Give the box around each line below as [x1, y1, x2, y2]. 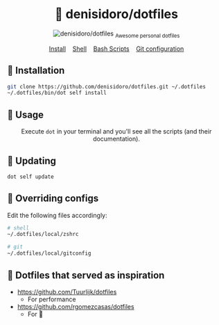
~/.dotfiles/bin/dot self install [7, 90, 107, 97]
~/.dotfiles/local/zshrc [7, 231, 79, 238]
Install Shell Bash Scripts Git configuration [49, 45, 184, 53]
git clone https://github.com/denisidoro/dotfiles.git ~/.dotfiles [7, 83, 207, 90]
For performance [27, 295, 76, 303]
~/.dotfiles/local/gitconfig [7, 250, 91, 257]
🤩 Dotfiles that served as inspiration [7, 269, 165, 281]
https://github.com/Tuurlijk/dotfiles [17, 287, 117, 296]
